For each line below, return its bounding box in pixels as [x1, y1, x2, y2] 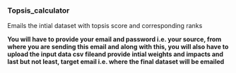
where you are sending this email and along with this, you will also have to [7, 43, 229, 51]
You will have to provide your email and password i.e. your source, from [7, 35, 222, 44]
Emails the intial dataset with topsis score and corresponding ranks [7, 22, 203, 30]
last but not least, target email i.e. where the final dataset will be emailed [7, 58, 225, 66]
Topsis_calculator [7, 6, 70, 15]
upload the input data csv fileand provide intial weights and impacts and [7, 50, 224, 58]
